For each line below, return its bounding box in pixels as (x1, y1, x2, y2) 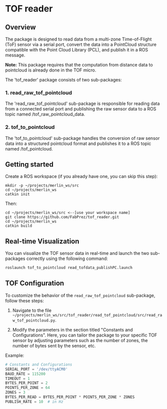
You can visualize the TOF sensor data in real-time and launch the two (5, 250, 150, 256)
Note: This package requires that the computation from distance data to (5, 62, 153, 67)
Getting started (5, 160, 54, 168)
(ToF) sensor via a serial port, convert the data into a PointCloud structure (5, 41, 157, 47)
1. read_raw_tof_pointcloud (5, 89, 72, 96)
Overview (5, 23, 36, 31)
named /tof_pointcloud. (5, 145, 53, 151)
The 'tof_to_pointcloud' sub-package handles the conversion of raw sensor (5, 135, 160, 141)
